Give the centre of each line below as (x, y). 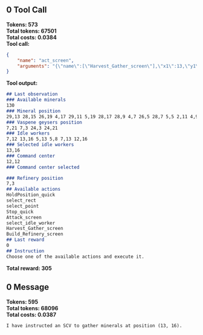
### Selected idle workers (40, 145)
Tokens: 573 (22, 24)
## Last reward (25, 240)
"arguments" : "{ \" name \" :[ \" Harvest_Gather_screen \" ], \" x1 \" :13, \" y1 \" (109, 66)
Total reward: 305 (29, 268)
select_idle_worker (31, 223)
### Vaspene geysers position (44, 122)
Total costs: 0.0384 (32, 37)
